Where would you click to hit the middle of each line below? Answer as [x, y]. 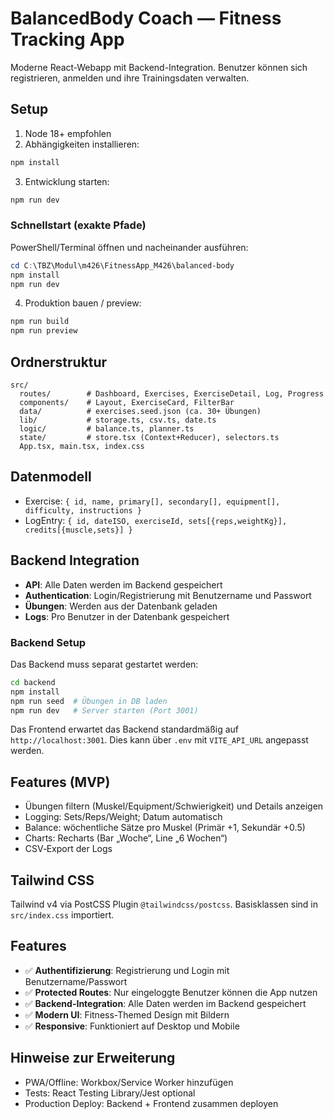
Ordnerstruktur [59, 362]
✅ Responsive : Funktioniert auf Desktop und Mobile [132, 1026]
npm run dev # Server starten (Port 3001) [104, 710]
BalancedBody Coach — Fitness [146, 18]
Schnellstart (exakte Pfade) [78, 225]
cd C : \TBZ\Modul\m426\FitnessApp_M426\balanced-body [122, 265]
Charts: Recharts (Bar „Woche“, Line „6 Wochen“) [126, 838]
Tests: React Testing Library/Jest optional [110, 1093]
